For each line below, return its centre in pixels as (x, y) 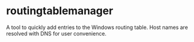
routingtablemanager (60, 11)
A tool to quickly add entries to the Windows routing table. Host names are (97, 27)
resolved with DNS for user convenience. (56, 33)
